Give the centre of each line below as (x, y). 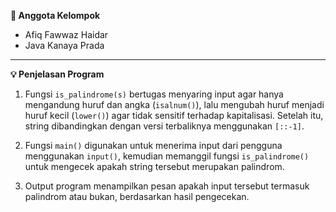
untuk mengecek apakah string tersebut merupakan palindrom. (154, 166)
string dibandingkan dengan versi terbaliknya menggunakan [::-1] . (164, 126)
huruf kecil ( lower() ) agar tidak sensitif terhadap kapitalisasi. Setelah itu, (174, 115)
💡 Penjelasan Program (57, 74)
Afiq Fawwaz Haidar (66, 34)
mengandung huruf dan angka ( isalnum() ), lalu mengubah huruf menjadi (174, 104)
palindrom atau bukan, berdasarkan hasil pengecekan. (137, 196)
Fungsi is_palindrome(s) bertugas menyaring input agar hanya (154, 94)
